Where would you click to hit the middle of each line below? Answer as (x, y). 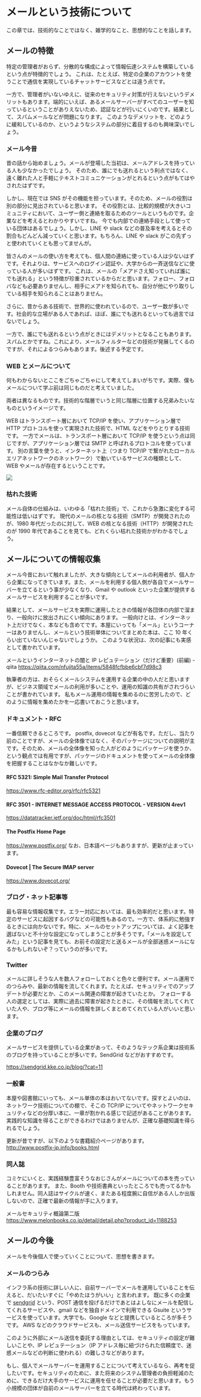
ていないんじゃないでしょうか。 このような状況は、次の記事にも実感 (107, 640)
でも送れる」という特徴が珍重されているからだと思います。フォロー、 (93, 279)
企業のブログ (25, 1033)
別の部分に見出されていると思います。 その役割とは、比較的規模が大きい (96, 206)
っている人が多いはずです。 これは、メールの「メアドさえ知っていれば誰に (98, 271)
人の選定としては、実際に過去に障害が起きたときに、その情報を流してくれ (98, 1001)
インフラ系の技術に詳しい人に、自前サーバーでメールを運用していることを (98, 1288)
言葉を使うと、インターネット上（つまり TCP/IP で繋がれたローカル (112, 451)
